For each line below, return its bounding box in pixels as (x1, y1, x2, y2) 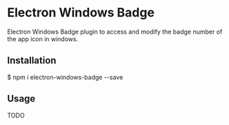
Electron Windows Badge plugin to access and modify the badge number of (7, 27, 223, 36)
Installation (7, 55, 57, 67)
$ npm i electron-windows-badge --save (7, 73, 123, 81)
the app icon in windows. (7, 34, 79, 43)
